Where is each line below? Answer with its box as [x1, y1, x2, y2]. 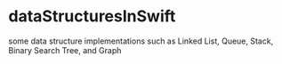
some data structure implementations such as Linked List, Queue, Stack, [8, 36, 274, 46]
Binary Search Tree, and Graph [8, 44, 122, 55]
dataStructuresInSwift [8, 6, 176, 27]
